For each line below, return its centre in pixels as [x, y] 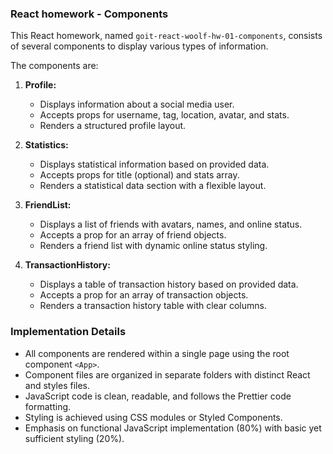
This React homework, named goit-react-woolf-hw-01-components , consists [166, 36]
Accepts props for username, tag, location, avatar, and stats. [164, 115]
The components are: [54, 66]
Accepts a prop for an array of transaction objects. [144, 295]
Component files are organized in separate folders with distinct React [167, 374]
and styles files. [57, 385]
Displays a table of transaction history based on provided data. [169, 284]
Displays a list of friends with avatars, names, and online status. [171, 224]
